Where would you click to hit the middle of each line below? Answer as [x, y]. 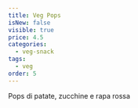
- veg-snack [35, 52]
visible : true [31, 30]
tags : [17, 59]
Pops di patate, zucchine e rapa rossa [69, 95]
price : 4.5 [26, 37]
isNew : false [29, 23]
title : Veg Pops [34, 15]
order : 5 [22, 74]
